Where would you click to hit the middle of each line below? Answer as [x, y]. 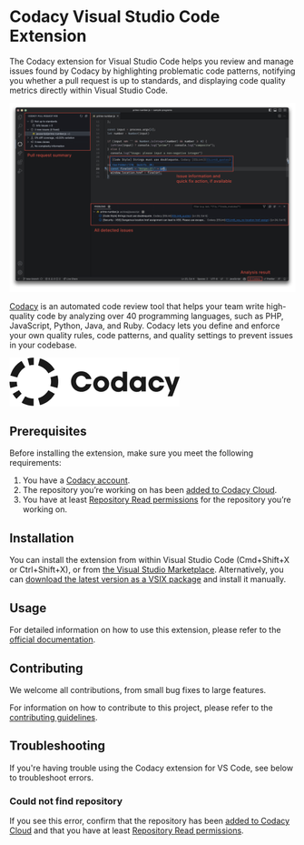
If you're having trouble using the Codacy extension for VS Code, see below [151, 768]
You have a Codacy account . [76, 480]
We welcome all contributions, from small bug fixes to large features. [138, 689]
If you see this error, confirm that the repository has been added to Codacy [150, 821]
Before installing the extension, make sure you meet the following [132, 453]
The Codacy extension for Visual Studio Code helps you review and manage [152, 61]
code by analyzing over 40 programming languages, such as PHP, [160, 316]
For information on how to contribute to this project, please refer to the [142, 708]
